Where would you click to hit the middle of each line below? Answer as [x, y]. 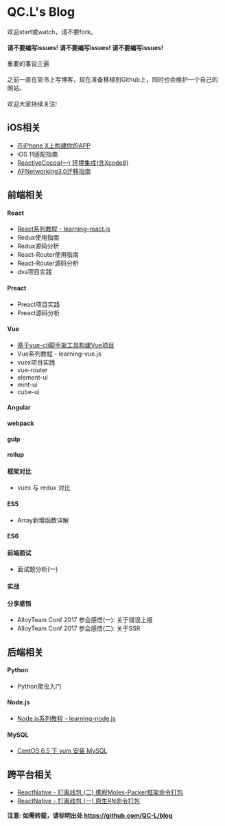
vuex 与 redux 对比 [44, 487]
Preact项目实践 [38, 304]
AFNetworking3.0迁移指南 [54, 171]
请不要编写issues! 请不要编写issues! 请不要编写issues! [85, 47]
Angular [19, 408]
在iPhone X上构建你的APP [54, 146]
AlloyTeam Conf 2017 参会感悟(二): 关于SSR [79, 628]
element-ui [32, 377]
